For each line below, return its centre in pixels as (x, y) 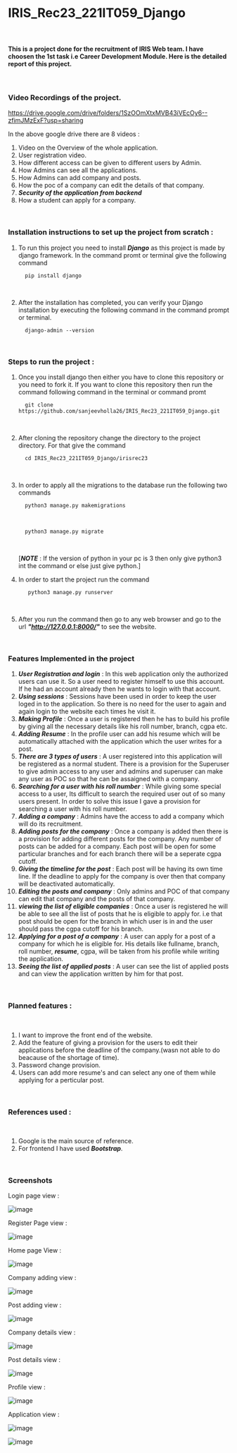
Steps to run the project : (51, 361)
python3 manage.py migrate (64, 532)
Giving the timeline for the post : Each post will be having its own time (121, 869)
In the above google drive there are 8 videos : (74, 134)
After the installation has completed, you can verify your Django (110, 302)
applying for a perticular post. (61, 1080)
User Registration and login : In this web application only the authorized (123, 674)
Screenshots (30, 1180)
